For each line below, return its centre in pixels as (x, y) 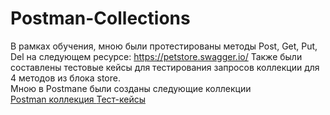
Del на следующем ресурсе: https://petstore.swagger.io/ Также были (156, 56)
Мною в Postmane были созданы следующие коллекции (131, 88)
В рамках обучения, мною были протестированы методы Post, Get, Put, (164, 46)
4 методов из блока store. (65, 78)
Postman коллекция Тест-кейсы (78, 99)
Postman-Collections (100, 18)
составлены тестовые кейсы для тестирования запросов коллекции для (165, 67)
